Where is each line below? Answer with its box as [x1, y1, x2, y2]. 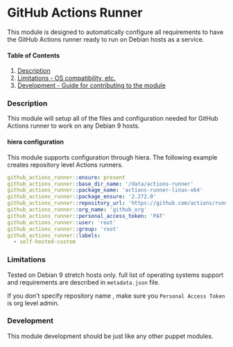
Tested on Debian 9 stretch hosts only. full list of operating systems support [7, 271, 224, 279]
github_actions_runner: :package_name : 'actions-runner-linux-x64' [7, 187, 203, 194]
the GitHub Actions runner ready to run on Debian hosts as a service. [7, 35, 205, 43]
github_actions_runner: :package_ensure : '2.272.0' [7, 193, 157, 201]
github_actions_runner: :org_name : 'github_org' [7, 206, 148, 213]
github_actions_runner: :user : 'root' [7, 219, 116, 226]
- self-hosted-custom [13, 238, 76, 246]
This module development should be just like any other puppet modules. [7, 332, 214, 340]
